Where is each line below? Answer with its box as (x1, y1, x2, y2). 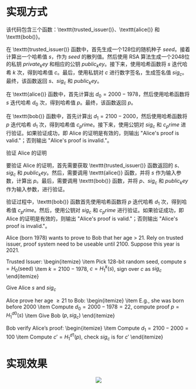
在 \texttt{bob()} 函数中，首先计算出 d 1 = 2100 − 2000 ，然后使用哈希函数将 (6, 112, 188, 121)
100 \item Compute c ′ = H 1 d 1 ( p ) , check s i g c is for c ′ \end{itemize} (6, 333, 163, 341)
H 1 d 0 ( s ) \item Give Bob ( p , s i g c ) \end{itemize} (6, 311, 116, 320)
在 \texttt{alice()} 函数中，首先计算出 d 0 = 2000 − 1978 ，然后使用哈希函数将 (6, 90, 190, 99)
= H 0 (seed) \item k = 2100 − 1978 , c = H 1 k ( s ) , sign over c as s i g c (6, 264, 162, 274)
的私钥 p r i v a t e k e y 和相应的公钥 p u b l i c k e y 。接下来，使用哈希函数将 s (6, 60, 171, 69)
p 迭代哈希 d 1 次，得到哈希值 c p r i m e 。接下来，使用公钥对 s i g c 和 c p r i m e (6, 121, 180, 129)
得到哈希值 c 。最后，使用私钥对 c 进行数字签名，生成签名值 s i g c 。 (27, 69, 188, 77)
